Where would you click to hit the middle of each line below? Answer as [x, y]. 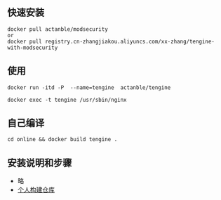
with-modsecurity [33, 48]
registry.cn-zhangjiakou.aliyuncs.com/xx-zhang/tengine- [130, 41]
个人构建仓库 [36, 190]
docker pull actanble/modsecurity [58, 29]
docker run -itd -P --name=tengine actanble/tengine [89, 87]
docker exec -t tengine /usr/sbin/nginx [67, 100]
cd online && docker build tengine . [62, 140]
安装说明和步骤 [40, 162]
